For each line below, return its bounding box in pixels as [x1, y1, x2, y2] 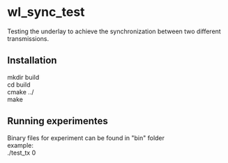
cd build [7, 80, 31, 89]
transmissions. [7, 34, 50, 42]
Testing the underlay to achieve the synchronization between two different [7, 27, 221, 35]
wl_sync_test [7, 4, 85, 20]
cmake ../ [7, 87, 34, 96]
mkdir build [7, 73, 40, 81]
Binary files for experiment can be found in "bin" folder [7, 133, 165, 142]
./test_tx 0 [7, 148, 36, 157]
